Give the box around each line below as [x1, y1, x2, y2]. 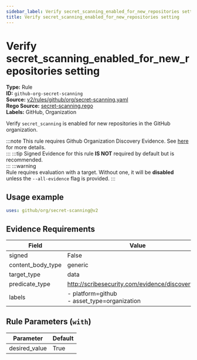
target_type [9, 270, 41, 278]
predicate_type [9, 280, 51, 288]
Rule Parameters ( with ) [6, 317, 91, 327]
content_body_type [9, 261, 62, 269]
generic [67, 261, 89, 269]
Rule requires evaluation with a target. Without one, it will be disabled [6, 169, 174, 176]
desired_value [9, 344, 47, 352]
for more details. [6, 144, 46, 151]
